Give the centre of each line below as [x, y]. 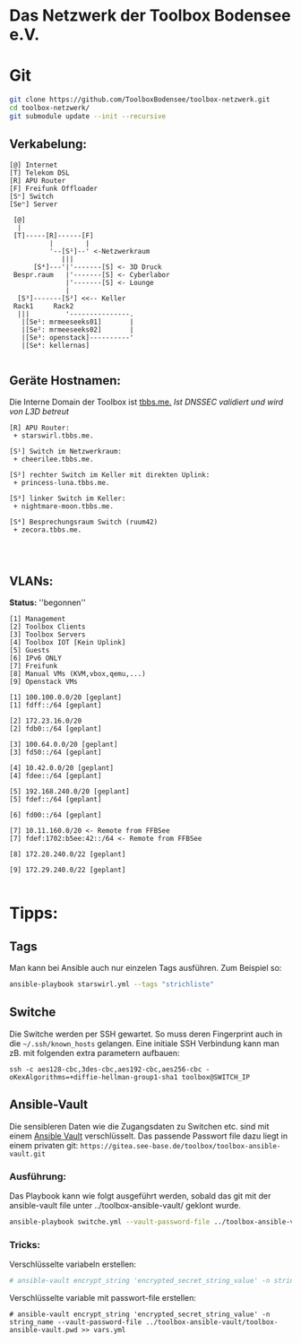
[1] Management [38, 620]
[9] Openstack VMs [43, 682]
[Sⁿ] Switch [31, 196]
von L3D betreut [39, 412]
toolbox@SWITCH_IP [216, 1077]
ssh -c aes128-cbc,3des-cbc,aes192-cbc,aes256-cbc [106, 1069]
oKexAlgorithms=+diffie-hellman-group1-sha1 [94, 1077]
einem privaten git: [44, 1145]
